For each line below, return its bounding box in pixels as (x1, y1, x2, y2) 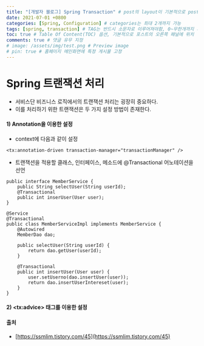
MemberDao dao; (17, 232, 56, 238)
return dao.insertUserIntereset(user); (28, 279, 129, 286)
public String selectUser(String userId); (17, 184, 126, 190)
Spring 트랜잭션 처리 (6, 77, 105, 90)
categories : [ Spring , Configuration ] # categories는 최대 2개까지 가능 (6, 20, 181, 26)
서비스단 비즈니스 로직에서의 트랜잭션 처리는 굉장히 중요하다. (15, 98, 158, 105)
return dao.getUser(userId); (28, 247, 102, 254)
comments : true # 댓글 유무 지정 (6, 37, 83, 43)
